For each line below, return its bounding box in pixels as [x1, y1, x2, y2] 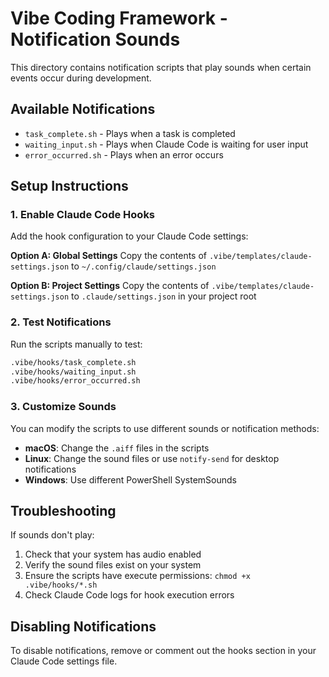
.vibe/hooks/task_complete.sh [10, 357, 137, 367]
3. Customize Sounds [10, 400, 117, 414]
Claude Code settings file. [10, 655, 118, 667]
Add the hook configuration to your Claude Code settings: [10, 230, 249, 242]
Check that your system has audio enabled [24, 548, 202, 561]
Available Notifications [10, 101, 156, 118]
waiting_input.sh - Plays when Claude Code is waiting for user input [24, 138, 309, 150]
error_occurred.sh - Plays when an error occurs [24, 148, 224, 161]
